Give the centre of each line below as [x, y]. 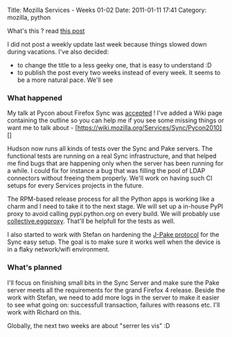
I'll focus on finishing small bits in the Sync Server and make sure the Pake [113, 282]
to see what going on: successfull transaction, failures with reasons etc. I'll [114, 304]
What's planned [35, 268]
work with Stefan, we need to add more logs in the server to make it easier [113, 297]
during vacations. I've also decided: [58, 52]
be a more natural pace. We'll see [65, 80]
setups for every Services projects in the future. [75, 186]
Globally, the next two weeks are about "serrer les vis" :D [89, 325]
